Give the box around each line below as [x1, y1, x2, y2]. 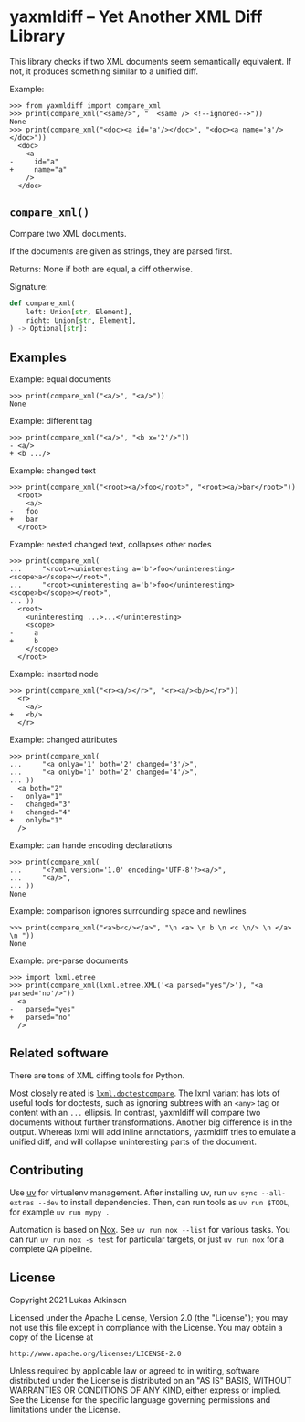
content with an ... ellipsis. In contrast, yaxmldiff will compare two [9, 1107, 261, 1118]
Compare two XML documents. [9, 228, 127, 239]
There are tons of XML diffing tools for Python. [9, 1069, 185, 1080]
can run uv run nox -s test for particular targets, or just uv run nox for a [9, 1234, 285, 1245]
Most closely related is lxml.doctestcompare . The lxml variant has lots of [9, 1088, 280, 1098]
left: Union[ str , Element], [26, 307, 132, 316]
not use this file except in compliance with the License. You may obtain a [9, 1321, 283, 1332]
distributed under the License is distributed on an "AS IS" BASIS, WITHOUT [9, 1374, 292, 1385]
